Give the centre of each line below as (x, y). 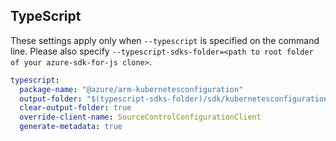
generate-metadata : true (71, 127)
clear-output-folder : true (75, 108)
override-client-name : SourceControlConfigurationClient (140, 117)
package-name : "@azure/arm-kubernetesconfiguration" (131, 89)
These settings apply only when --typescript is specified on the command (165, 40)
